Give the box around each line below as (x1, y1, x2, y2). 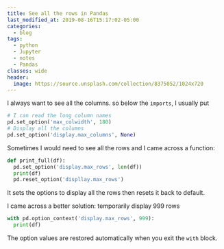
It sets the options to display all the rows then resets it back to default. (7, 189, 206, 197)
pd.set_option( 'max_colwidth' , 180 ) (7, 119, 112, 126)
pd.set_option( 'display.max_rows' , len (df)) (13, 163, 142, 170)
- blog (13, 29, 32, 36)
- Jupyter (13, 49, 41, 56)
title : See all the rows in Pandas (7, 10, 109, 17)
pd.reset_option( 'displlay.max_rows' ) (13, 176, 125, 183)
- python (13, 42, 38, 49)
